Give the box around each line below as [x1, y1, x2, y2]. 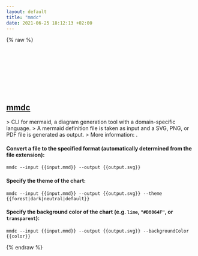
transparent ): [6, 215, 40, 222]
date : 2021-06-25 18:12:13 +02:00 [6, 20, 93, 26]
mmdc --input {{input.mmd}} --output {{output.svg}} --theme [6, 190, 163, 197]
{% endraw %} [6, 243, 43, 251]
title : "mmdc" [6, 14, 42, 20]
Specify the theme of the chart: [6, 177, 86, 184]
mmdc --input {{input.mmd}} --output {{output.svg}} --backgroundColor [6, 228, 189, 234]
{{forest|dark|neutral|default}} [6, 195, 90, 201]
